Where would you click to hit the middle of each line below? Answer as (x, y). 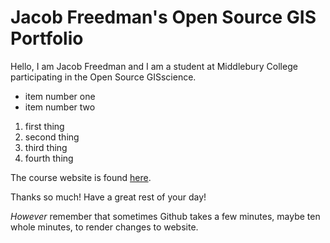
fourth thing (49, 158)
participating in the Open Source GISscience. (103, 77)
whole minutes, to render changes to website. (104, 227)
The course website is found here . (81, 177)
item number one (60, 96)
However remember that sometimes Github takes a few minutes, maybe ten (165, 216)
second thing (52, 137)
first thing (44, 126)
